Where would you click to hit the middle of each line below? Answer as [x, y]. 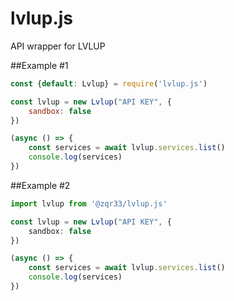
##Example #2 [40, 185]
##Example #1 [39, 65]
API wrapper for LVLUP [58, 46]
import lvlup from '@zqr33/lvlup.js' [89, 203]
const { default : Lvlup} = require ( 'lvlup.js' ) [109, 83]
